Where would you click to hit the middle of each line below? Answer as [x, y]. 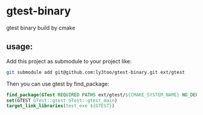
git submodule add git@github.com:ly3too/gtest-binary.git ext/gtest [96, 72]
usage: [20, 47]
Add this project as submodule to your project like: [69, 61]
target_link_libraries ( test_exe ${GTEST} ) [60, 106]
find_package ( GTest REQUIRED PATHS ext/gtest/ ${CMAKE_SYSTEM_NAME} [93, 95]
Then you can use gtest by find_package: [58, 84]
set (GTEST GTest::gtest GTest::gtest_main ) [62, 101]
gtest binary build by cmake [41, 28]
